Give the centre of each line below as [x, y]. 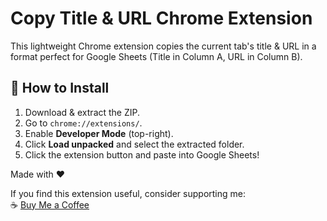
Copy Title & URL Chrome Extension [161, 18]
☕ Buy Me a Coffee [50, 204]
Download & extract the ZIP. [82, 112]
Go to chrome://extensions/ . [83, 123]
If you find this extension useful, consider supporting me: [128, 193]
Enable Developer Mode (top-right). [99, 133]
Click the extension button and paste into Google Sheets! [142, 154]
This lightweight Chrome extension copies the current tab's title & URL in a [163, 46]
